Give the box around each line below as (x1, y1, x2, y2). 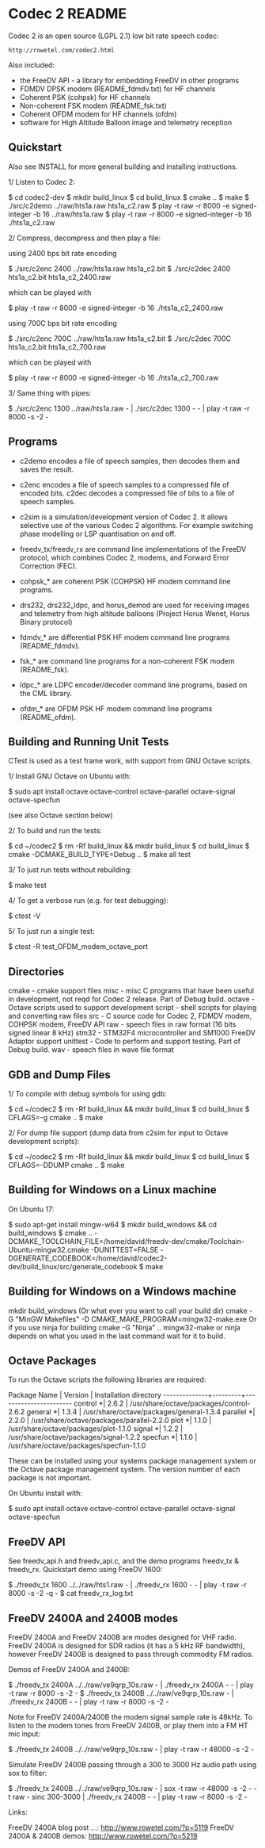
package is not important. (8, 1473, 93, 1483)
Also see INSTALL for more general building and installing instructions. (8, 162, 238, 171)
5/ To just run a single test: (8, 927, 95, 936)
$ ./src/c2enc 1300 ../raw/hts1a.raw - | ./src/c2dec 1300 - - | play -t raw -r (8, 404, 250, 413)
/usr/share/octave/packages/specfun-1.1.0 (8, 1441, 146, 1451)
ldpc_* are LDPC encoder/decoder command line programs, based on (19, 679, 248, 690)
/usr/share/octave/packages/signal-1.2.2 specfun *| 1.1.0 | (8, 1433, 198, 1442)
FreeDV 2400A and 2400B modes (8, 1611, 179, 1625)
